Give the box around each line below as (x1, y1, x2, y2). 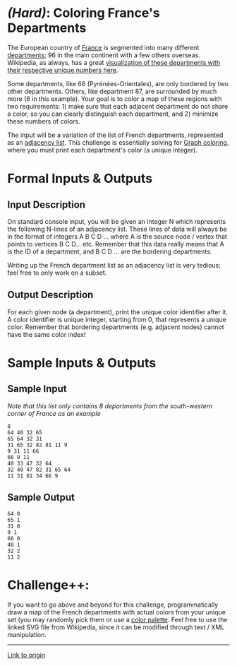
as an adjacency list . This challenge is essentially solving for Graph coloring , (7, 138, 229, 146)
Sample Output (7, 492, 75, 504)
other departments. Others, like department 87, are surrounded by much (7, 87, 217, 95)
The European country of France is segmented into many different (7, 43, 200, 52)
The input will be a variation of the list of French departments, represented (7, 131, 224, 139)
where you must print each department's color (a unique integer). (7, 145, 198, 154)
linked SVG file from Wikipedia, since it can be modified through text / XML (7, 623, 225, 631)
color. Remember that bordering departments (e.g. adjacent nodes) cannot (7, 323, 224, 331)
